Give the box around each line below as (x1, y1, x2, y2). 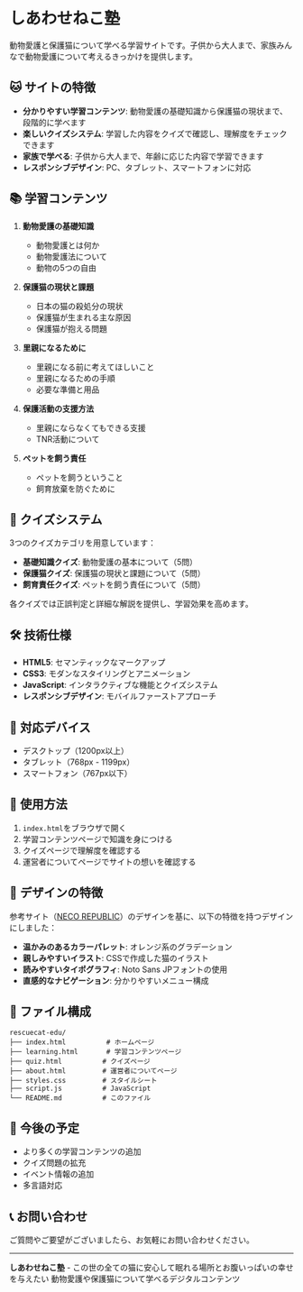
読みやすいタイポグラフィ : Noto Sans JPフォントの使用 (22, 964, 228, 975)
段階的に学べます (22, 116, 87, 127)
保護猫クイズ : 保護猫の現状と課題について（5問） (22, 568, 206, 579)
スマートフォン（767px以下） (22, 768, 133, 778)
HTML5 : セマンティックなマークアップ (22, 657, 166, 668)
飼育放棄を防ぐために (35, 483, 115, 494)
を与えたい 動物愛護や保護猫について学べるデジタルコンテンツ (9, 1273, 241, 1285)
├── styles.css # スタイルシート (9, 1077, 158, 1086)
